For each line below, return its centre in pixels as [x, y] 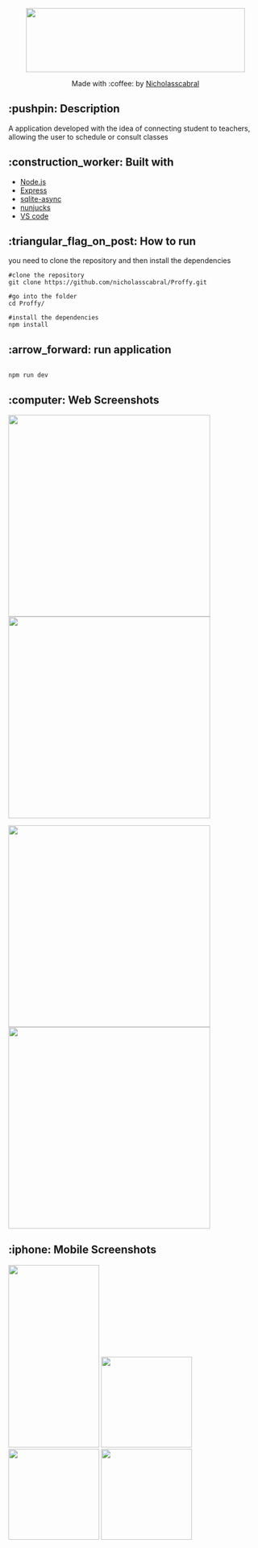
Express [33, 190]
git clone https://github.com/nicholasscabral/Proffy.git [108, 282]
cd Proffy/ [27, 304]
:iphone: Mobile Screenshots [83, 1250]
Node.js [33, 182]
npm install [28, 325]
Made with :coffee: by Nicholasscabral [135, 83]
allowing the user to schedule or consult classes [88, 136]
